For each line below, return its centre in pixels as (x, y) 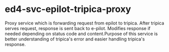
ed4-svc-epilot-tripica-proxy (68, 9)
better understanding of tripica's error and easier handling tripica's (75, 39)
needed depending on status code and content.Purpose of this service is (81, 33)
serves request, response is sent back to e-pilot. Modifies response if (78, 28)
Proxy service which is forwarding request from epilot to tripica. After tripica (84, 23)
